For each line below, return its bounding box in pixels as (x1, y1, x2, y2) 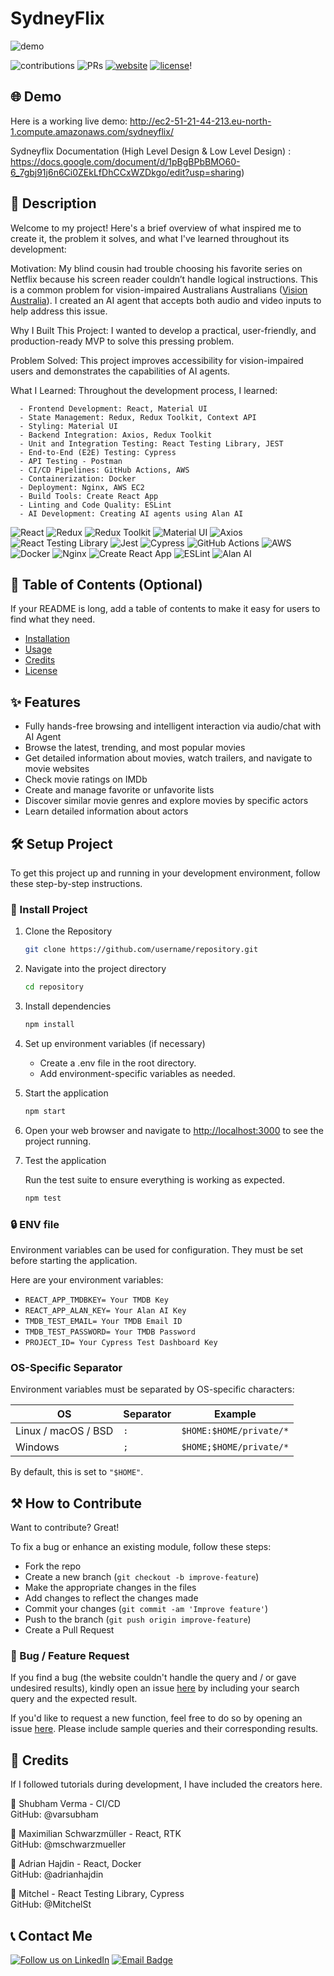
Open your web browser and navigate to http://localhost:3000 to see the (24, 1124, 324, 1136)
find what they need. (10, 613, 96, 626)
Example (213, 1407, 257, 1421)
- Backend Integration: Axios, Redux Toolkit (19, 430, 213, 440)
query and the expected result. (10, 1693, 138, 1705)
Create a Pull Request (24, 1624, 115, 1636)
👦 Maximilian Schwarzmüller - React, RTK (10, 1828, 182, 1840)
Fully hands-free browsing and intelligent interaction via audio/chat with (24, 720, 322, 732)
